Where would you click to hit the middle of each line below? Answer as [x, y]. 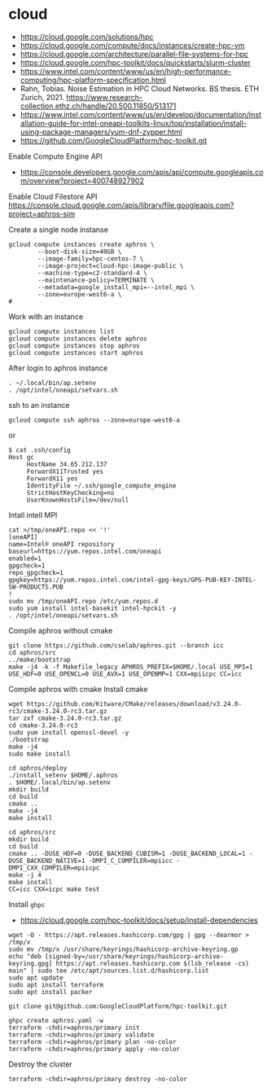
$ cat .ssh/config [39, 450]
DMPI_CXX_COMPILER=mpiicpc [54, 868]
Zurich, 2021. [42, 97]
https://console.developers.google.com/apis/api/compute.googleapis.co [142, 172]
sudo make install [39, 754]
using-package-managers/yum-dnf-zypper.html [101, 132]
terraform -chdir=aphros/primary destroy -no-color [98, 1079]
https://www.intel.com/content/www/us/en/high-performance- [126, 71]
